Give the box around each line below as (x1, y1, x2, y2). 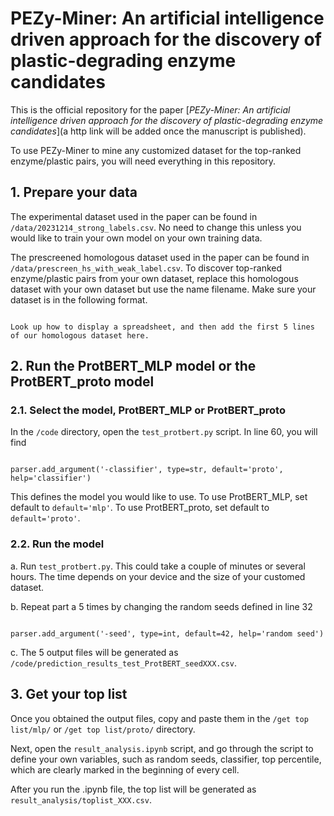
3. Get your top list (10, 686, 128, 703)
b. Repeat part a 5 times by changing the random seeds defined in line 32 (10, 600, 313, 612)
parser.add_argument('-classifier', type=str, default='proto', (10, 465, 284, 475)
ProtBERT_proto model (10, 373, 155, 391)
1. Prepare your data (10, 184, 138, 201)
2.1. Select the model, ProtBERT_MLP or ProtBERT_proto (10, 403, 286, 417)
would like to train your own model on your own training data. (10, 232, 263, 244)
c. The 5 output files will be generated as (10, 646, 179, 658)
